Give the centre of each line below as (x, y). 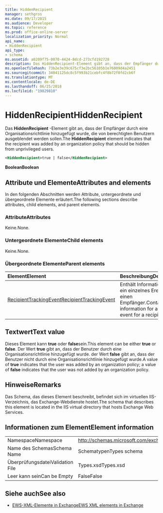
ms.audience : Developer (29, 23)
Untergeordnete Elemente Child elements (54, 240)
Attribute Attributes (28, 217)
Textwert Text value (35, 332)
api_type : (15, 50)
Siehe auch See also (35, 493)
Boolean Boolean (22, 167)
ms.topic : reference (26, 28)
